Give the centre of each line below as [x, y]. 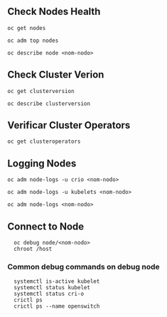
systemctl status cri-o [49, 294]
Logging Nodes [42, 163]
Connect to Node [46, 226]
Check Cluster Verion [56, 75]
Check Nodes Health [54, 12]
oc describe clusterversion [49, 103]
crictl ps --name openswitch [57, 306]
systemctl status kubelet [52, 288]
